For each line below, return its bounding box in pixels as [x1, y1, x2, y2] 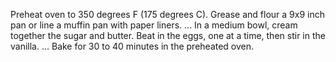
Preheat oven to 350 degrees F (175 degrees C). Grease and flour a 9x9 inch [10, 9, 325, 20]
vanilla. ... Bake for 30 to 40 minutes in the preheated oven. [10, 40, 255, 52]
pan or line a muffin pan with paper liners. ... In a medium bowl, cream [10, 19, 298, 31]
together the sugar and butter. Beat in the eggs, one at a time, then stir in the [10, 30, 326, 41]
